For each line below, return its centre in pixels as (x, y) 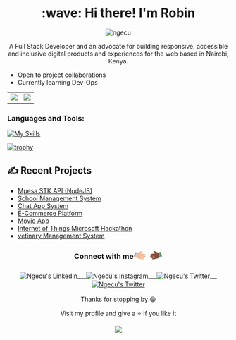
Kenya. (118, 61)
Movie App (33, 221)
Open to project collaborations (62, 75)
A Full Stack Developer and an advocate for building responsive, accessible (118, 46)
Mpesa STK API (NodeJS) (55, 191)
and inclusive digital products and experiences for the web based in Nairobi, (118, 54)
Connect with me (104, 257)
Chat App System (43, 206)
